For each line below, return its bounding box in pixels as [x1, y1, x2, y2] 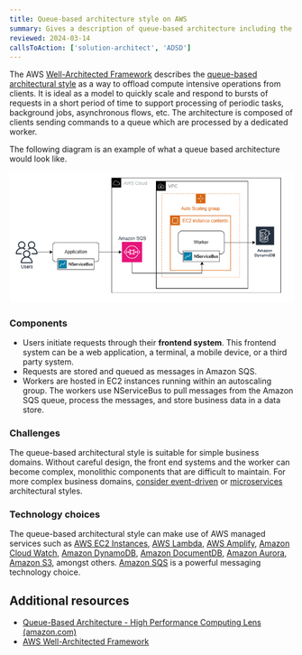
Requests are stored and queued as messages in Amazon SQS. [22, 365, 258, 376]
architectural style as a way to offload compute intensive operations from [9, 78, 281, 89]
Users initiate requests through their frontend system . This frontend [22, 337, 277, 347]
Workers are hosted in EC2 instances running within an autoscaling [22, 375, 272, 386]
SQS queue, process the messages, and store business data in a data [22, 394, 281, 405]
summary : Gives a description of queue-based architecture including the [9, 23, 293, 33]
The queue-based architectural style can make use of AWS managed [9, 529, 266, 540]
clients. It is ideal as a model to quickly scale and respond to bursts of [9, 88, 269, 99]
